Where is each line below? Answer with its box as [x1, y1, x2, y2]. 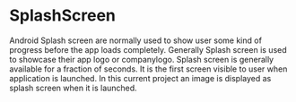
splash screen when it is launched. [9, 82, 137, 93]
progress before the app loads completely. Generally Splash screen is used [9, 44, 287, 55]
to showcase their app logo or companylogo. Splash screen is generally [9, 54, 274, 64]
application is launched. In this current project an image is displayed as [9, 72, 272, 83]
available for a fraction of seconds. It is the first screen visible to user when [9, 64, 288, 74]
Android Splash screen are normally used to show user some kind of [9, 35, 263, 46]
